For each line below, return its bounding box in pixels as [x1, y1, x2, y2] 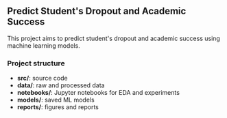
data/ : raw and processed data [16, 81, 105, 89]
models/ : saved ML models [16, 95, 95, 104]
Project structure [7, 58, 65, 68]
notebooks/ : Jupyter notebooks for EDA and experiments [16, 89, 180, 97]
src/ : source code [16, 74, 68, 83]
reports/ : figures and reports [16, 103, 99, 111]
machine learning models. [7, 41, 80, 50]
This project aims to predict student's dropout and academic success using [7, 34, 221, 42]
